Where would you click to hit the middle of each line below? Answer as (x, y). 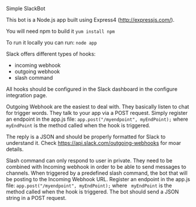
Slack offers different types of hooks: (51, 54)
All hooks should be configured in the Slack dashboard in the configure (92, 89)
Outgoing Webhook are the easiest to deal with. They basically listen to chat (98, 107)
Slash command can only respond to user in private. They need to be (89, 160)
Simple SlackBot (26, 9)
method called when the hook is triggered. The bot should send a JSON (93, 192)
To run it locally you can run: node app (51, 43)
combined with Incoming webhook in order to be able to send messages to (96, 167)
